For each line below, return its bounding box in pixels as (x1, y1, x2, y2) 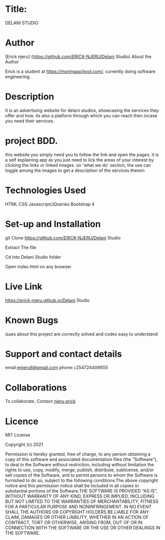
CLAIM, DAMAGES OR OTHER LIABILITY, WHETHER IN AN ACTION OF (5, 514, 149, 520)
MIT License (5, 432, 31, 438)
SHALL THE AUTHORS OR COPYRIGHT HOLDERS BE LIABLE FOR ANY (5, 509, 149, 515)
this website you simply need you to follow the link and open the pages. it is (5, 151, 159, 157)
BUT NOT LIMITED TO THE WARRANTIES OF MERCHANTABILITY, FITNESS (5, 498, 159, 504)
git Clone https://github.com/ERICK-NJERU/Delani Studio (5, 235, 121, 241)
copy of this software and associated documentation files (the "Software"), (5, 456, 158, 462)
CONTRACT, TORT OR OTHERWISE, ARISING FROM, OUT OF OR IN (5, 520, 143, 526)
